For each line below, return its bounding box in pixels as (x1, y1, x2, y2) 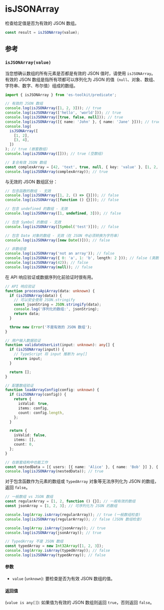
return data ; (14, 311, 41, 316)
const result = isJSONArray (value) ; (5, 30, 80, 35)
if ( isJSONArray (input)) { (9, 347, 64, 352)
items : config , (18, 405, 49, 411)
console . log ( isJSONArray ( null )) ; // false (5, 264, 93, 270)
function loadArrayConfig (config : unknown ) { (5, 388, 99, 393)
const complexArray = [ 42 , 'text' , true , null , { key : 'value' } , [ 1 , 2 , (5, 164, 159, 169)
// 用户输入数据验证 (5, 338, 41, 343)
